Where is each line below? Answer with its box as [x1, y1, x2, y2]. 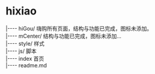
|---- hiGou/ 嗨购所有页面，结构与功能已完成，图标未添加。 [5, 25, 153, 32]
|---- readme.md [5, 61, 47, 69]
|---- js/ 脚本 [5, 47, 37, 55]
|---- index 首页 [5, 55, 44, 62]
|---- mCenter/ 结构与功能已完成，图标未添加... [5, 32, 121, 40]
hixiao [5, 4, 37, 18]
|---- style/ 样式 [5, 40, 45, 47]
